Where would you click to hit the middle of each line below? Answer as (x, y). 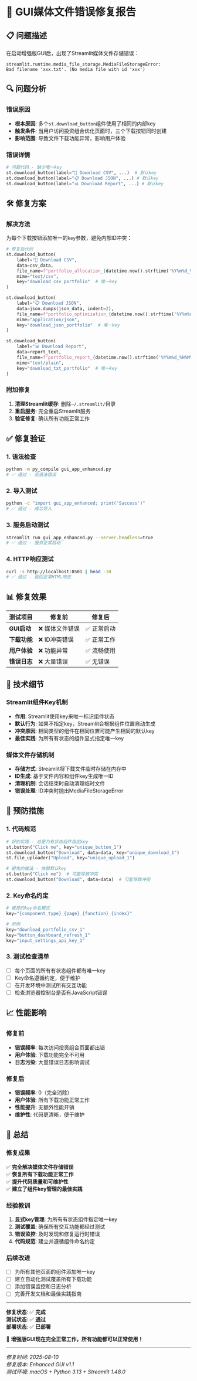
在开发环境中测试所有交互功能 (50, 985)
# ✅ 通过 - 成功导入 (29, 509)
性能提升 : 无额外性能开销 (44, 1107)
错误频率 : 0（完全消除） (43, 1092)
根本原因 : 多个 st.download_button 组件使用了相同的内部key (85, 123)
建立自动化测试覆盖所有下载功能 (53, 1279)
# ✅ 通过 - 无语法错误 (31, 475)
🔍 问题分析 (26, 89)
